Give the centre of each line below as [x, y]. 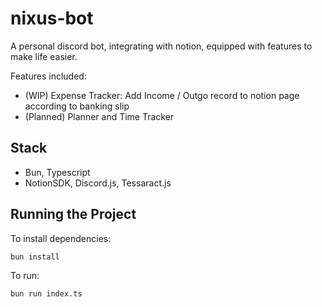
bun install [35, 257]
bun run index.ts [46, 294]
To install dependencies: [61, 238]
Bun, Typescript [57, 172]
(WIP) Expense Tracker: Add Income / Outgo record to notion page [162, 95]
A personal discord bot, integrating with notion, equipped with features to [161, 46]
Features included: [48, 76]
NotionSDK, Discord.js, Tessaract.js [98, 183]
